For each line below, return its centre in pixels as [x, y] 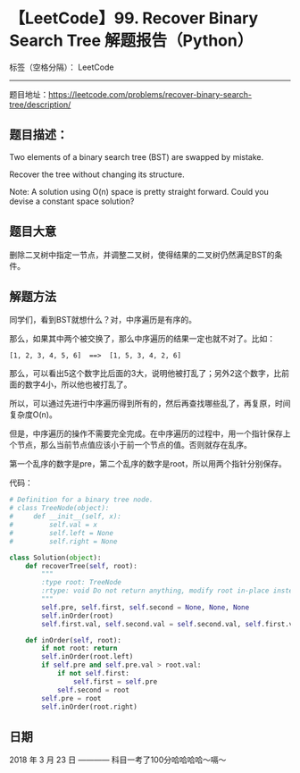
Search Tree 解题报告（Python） [131, 41]
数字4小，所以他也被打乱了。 [78, 384]
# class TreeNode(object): [59, 508]
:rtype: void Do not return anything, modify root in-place [155, 591]
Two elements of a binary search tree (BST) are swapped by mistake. [137, 156]
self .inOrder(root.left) [87, 657]
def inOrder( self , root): [74, 640]
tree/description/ [40, 105]
